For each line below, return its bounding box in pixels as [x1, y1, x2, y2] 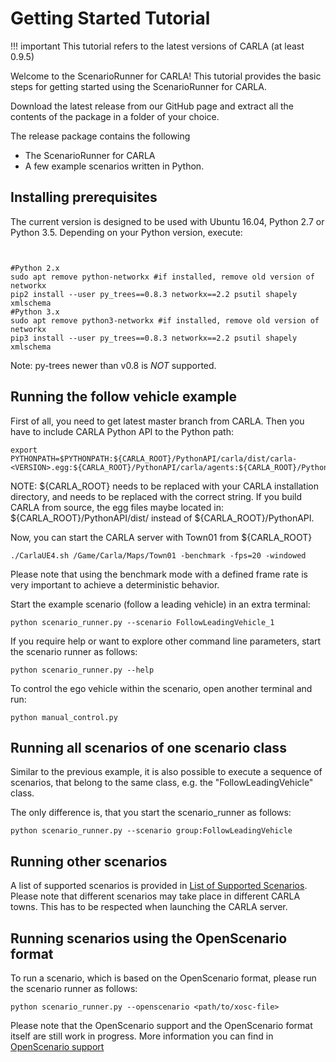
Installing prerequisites [10, 189, 158, 206]
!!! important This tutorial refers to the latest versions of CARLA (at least [10, 40, 305, 52]
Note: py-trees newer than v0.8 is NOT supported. [10, 359, 217, 371]
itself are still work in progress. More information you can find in [10, 1030, 274, 1042]
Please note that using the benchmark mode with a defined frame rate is [10, 568, 308, 580]
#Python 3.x [10, 307, 60, 317]
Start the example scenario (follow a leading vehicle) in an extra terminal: [10, 598, 311, 610]
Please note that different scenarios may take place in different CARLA [10, 890, 301, 902]
